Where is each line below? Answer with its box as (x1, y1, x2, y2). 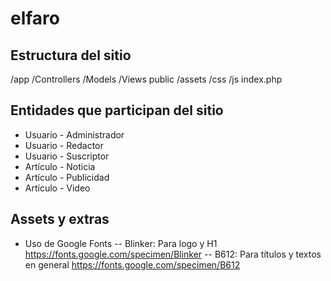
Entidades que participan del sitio (10, 102, 224, 119)
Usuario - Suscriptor (24, 150, 110, 162)
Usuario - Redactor (24, 139, 104, 151)
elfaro (10, 7, 61, 30)
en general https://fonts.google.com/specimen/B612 (24, 258, 241, 271)
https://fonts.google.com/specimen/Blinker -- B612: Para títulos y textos (24, 248, 322, 260)
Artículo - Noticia (24, 160, 96, 172)
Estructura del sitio (10, 47, 132, 64)
